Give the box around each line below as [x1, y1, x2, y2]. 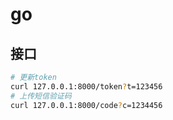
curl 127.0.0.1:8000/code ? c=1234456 [10, 100, 163, 110]
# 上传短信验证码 [10, 91, 72, 101]
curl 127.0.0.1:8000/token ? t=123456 [10, 81, 163, 92]
